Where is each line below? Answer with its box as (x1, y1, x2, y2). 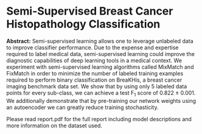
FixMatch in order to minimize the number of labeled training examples (6, 69, 184, 77)
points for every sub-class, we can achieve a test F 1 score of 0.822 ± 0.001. (6, 89, 196, 98)
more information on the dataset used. (6, 122, 102, 129)
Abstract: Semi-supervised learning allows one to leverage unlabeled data (6, 37, 193, 44)
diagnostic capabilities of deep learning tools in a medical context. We (6, 57, 183, 64)
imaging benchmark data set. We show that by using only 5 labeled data (6, 82, 187, 90)
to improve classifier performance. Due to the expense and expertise (6, 44, 179, 51)
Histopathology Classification (6, 17, 161, 31)
